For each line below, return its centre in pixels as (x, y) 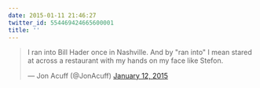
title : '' (24, 30)
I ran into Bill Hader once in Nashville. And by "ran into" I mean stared (140, 53)
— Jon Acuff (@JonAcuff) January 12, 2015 (98, 76)
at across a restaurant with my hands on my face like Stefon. (125, 60)
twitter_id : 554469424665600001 (61, 23)
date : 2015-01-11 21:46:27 (52, 15)
